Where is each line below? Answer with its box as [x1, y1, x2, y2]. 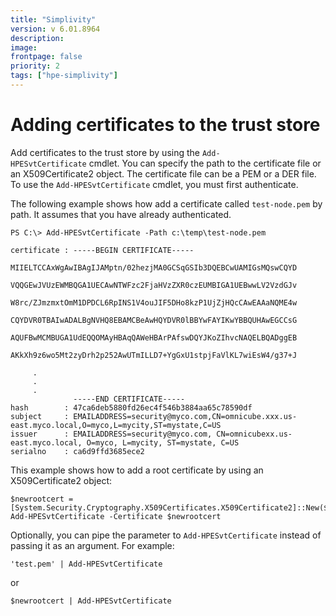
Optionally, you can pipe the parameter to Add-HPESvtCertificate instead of [10, 529, 322, 541]
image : [10, 42, 38, 53]
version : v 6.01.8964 [10, 24, 101, 34]
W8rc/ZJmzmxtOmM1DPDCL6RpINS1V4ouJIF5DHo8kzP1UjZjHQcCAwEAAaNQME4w [10, 297, 298, 308]
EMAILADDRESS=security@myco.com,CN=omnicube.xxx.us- [73, 411, 298, 421]
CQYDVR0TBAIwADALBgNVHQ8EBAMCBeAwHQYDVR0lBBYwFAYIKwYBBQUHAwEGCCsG [10, 315, 298, 325]
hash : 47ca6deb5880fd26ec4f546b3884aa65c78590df [10, 402, 253, 413]
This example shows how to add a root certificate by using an [10, 464, 264, 476]
